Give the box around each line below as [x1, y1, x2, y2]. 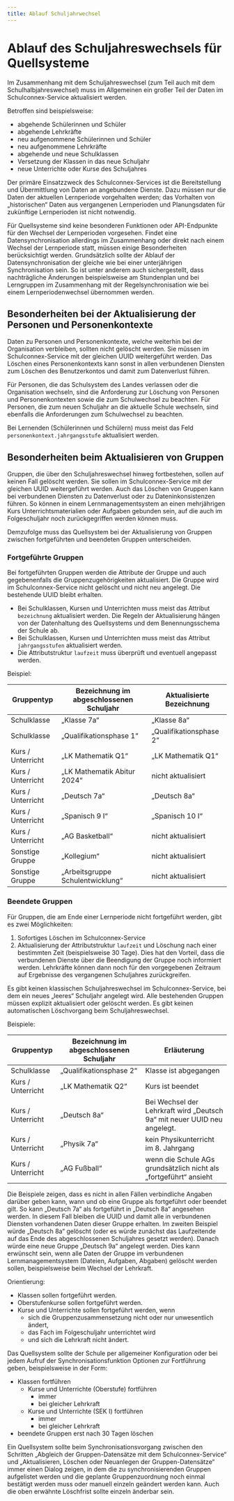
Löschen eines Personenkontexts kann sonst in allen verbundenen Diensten [7, 360, 225, 368]
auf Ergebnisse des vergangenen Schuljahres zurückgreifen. [17, 970, 192, 979]
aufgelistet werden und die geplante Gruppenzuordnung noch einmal [7, 1472, 205, 1481]
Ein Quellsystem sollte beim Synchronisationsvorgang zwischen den [7, 1442, 203, 1451]
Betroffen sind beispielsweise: [7, 106, 94, 115]
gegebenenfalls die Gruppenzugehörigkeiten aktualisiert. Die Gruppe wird [7, 576, 219, 584]
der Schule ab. [17, 626, 60, 635]
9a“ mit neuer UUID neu [145, 1114, 223, 1124]
